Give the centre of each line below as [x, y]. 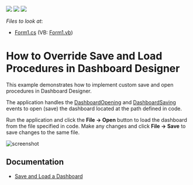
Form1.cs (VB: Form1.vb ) [44, 32]
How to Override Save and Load [84, 56]
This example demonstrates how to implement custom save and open [90, 84]
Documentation [35, 162]
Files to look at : [25, 21]
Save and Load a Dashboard [49, 176]
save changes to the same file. [43, 132]
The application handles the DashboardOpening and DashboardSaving [91, 102]
